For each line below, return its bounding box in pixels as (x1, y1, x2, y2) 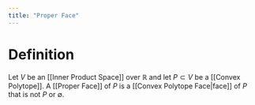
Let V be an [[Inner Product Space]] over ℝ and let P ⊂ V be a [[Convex (8, 72, 241, 81)
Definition (8, 45, 75, 63)
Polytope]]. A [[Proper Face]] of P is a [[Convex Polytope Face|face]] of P (8, 81, 247, 91)
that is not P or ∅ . (8, 89, 65, 99)
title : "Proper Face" (8, 11, 80, 20)
